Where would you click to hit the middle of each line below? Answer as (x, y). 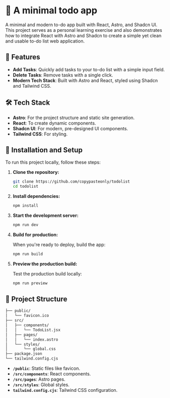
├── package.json (24, 354)
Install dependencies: (36, 196)
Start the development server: (46, 215)
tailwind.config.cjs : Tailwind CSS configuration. (65, 390)
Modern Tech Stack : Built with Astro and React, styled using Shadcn (85, 80)
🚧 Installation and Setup (44, 150)
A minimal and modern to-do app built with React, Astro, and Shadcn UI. (81, 25)
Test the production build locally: (47, 273)
